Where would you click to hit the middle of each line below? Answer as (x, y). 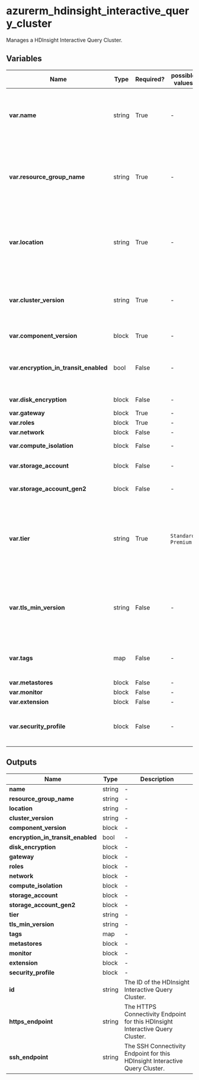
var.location (26, 242)
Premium (181, 542)
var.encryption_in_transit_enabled (58, 368)
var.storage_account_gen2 (48, 488)
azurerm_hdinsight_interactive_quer (98, 11)
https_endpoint (31, 1021)
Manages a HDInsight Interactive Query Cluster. (64, 40)
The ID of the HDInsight (157, 982)
